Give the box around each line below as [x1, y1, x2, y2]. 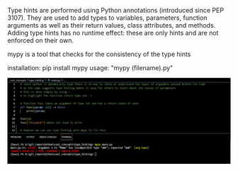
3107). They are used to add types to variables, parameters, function [7, 13, 208, 22]
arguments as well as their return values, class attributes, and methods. [7, 21, 216, 29]
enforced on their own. [7, 36, 74, 45]
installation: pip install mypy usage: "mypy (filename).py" [7, 64, 174, 72]
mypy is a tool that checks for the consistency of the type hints [7, 50, 191, 58]
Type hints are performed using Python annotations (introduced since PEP [7, 6, 225, 14]
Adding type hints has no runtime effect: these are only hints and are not [7, 28, 219, 37]
